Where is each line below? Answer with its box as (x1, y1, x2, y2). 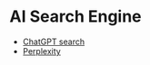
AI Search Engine (9, 6, 143, 27)
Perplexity (22, 45, 61, 56)
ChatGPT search (22, 36, 85, 47)
